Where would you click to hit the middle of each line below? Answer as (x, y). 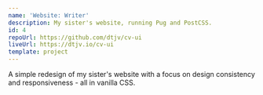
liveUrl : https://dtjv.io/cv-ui (61, 45)
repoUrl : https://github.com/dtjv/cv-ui (75, 37)
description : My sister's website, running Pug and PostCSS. (110, 23)
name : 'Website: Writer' (49, 15)
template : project (38, 52)
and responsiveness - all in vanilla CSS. (72, 82)
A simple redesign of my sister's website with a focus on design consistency (131, 74)
